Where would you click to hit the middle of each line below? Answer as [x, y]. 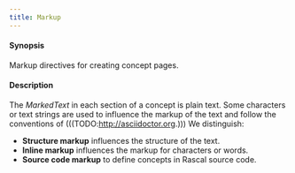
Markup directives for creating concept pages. [94, 65]
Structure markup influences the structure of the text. [121, 141]
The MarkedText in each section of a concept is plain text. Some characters [147, 105]
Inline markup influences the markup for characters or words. [135, 150]
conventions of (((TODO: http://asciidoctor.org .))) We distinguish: [127, 124]
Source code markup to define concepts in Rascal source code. [139, 160]
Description [31, 86]
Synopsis [27, 46]
